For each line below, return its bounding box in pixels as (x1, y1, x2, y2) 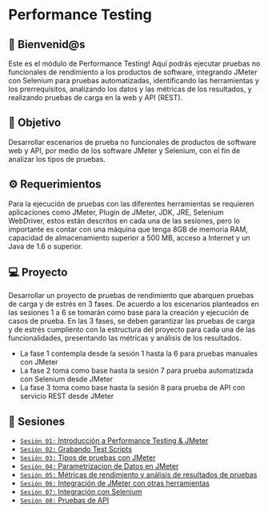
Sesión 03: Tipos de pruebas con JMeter (19, 453, 156, 462)
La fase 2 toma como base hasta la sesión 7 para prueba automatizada (19, 366, 254, 376)
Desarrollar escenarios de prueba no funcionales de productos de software (8, 137, 257, 147)
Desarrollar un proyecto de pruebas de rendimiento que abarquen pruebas (8, 291, 254, 300)
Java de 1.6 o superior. (8, 241, 83, 251)
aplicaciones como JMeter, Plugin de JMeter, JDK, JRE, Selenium (8, 207, 224, 217)
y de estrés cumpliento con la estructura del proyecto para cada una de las (8, 325, 256, 334)
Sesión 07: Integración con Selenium (19, 487, 142, 497)
